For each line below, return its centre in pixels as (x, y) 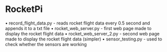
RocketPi (24, 9)
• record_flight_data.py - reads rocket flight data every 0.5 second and (78, 23)
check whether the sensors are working (46, 44)
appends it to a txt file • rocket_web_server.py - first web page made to (79, 28)
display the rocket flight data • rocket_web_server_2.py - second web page (82, 33)
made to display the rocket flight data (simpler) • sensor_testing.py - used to (84, 39)
